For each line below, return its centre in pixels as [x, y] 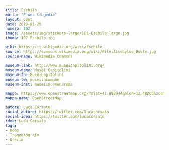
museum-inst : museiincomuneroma [39, 84]
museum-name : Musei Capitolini [38, 70]
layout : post [19, 19]
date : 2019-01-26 [23, 24]
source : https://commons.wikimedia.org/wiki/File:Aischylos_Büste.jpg [81, 52]
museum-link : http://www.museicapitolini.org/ [55, 65]
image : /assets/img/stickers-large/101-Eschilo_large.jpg [67, 33]
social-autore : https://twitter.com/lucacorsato [57, 112]
